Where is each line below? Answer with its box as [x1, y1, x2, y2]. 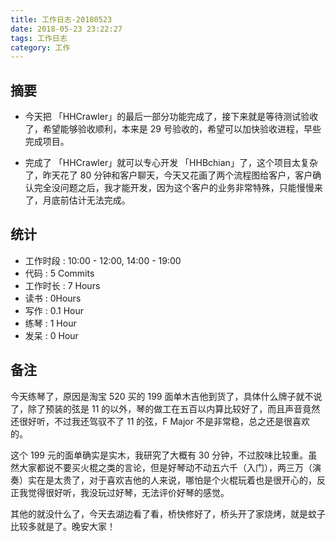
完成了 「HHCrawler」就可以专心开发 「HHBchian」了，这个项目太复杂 [24, 157, 318, 169]
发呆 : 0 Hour [24, 329, 79, 341]
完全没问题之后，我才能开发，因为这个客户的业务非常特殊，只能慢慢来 [33, 182, 323, 194]
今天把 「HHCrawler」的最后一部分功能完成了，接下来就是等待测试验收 [24, 111, 319, 123]
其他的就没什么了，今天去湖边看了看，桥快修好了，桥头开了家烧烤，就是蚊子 [10, 507, 326, 520]
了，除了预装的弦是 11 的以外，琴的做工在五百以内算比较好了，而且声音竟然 [10, 402, 321, 415]
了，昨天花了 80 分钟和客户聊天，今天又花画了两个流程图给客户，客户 [24, 169, 313, 181]
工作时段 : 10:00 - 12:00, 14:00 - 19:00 [24, 254, 182, 266]
